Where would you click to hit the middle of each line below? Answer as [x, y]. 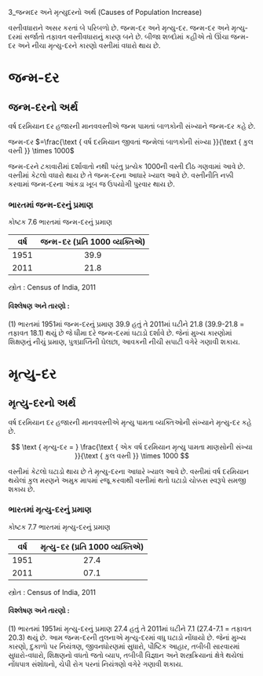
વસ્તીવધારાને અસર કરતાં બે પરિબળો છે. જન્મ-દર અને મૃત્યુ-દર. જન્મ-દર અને [119, 28]
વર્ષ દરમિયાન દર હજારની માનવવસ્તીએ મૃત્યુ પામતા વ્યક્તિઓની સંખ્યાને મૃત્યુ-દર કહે [130, 422]
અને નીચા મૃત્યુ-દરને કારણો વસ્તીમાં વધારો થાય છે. [89, 46]
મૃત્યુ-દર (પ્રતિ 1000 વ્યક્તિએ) [92, 546]
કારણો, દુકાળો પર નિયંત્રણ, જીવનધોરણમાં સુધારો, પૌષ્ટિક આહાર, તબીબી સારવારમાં [124, 646]
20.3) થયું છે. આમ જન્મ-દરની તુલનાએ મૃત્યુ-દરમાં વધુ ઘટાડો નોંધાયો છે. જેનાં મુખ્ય [127, 637]
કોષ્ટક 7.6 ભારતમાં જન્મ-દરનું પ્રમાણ [60, 222]
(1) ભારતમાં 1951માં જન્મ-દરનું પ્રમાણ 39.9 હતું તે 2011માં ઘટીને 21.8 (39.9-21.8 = [126, 324]
